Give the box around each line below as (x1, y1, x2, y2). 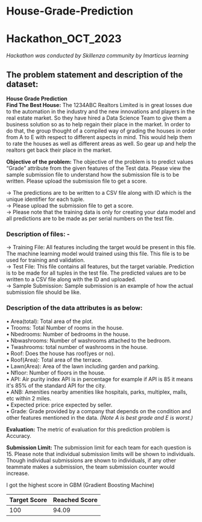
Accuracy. (6, 432, 32, 439)
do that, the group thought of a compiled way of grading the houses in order (6, 127, 196, 134)
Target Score (9, 495, 48, 504)
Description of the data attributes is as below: (6, 304, 143, 312)
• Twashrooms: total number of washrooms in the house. (6, 343, 148, 350)
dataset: (6, 79, 39, 89)
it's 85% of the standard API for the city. (6, 382, 106, 389)
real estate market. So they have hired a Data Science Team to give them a (6, 114, 192, 122)
